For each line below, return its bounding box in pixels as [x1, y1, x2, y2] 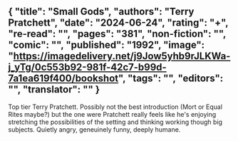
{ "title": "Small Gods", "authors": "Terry [8, 6, 195, 18]
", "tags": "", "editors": [118, 73, 224, 85]
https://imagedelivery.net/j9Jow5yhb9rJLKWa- [13, 50, 231, 63]
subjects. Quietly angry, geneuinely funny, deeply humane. [8, 125, 181, 134]
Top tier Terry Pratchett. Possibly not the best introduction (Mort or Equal [8, 103, 223, 111]
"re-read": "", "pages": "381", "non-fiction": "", [8, 28, 227, 40]
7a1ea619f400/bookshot [8, 73, 119, 85]
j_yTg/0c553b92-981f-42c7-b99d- [8, 61, 167, 73]
